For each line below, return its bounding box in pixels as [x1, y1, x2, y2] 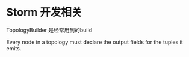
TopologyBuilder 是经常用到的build [6, 26, 92, 34]
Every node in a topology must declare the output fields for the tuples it [6, 38, 183, 46]
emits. [6, 44, 22, 52]
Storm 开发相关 [6, 5, 82, 19]
